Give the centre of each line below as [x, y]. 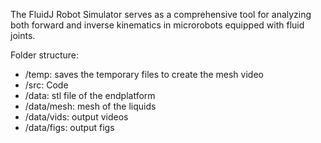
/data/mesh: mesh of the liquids [90, 106]
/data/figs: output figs [69, 127]
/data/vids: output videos [76, 117]
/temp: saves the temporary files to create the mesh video [144, 74]
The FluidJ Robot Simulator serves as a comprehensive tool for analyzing [161, 14]
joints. [23, 35]
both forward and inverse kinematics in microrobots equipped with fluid [157, 25]
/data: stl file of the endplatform [90, 95]
